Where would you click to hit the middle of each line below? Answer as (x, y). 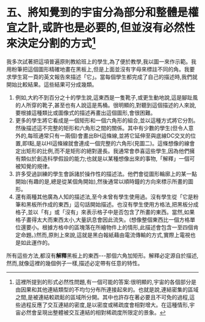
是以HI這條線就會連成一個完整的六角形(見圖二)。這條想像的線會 (115, 144)
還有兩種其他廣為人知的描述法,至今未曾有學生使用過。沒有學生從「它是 (104, 197)
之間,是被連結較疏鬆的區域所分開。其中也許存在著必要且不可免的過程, (102, 298)
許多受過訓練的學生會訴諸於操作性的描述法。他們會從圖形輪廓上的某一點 (106, 174)
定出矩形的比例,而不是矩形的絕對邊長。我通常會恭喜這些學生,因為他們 (102, 151)
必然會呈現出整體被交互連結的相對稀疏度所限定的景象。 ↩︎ (93, 313)
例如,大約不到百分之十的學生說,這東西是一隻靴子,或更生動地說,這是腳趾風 (106, 98)
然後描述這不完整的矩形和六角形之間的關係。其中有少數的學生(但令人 (102, 128)
